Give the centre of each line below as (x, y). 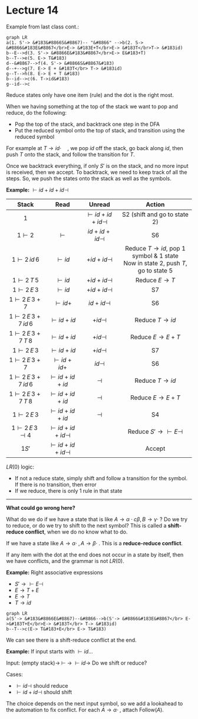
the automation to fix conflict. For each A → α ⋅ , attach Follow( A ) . (85, 710)
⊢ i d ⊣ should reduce (42, 685)
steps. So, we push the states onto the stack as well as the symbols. (89, 178)
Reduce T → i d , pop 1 (155, 248)
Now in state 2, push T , (155, 263)
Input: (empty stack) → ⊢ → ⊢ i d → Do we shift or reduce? (77, 663)
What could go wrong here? (41, 507)
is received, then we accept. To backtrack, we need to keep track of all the (97, 172)
